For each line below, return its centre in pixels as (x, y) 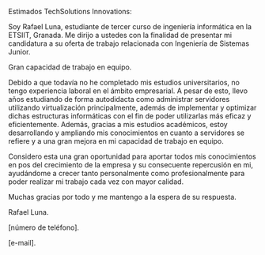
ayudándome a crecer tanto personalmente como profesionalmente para (127, 173)
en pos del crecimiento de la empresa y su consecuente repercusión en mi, (131, 165)
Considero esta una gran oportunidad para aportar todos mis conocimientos (132, 156)
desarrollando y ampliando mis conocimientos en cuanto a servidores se (127, 133)
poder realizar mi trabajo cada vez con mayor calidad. (96, 182)
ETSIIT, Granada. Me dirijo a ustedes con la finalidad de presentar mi (120, 35)
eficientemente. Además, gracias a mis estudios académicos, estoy (118, 124)
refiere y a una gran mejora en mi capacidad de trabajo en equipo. (116, 141)
